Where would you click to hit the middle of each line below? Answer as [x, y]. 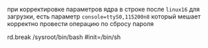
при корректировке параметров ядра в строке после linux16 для [104, 9]
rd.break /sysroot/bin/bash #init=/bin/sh [64, 37]
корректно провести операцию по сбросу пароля [81, 24]
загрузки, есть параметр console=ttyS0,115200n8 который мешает [104, 16]
